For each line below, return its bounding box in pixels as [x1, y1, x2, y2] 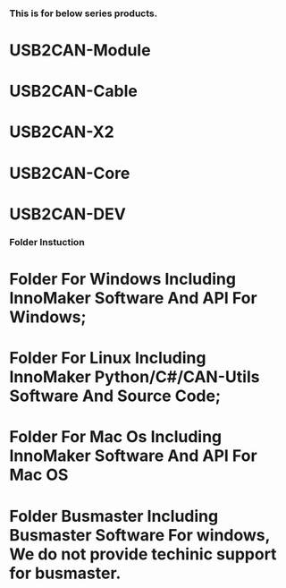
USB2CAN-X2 [9, 122, 114, 142]
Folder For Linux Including [9, 348, 206, 369]
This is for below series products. [9, 7, 158, 20]
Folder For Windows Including [9, 268, 237, 289]
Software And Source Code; [9, 386, 222, 406]
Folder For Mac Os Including [9, 427, 223, 447]
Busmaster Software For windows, [9, 524, 271, 545]
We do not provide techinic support [9, 544, 277, 564]
